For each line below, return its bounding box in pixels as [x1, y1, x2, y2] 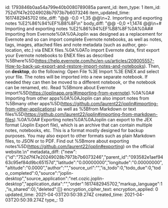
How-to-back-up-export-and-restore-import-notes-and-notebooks [5, 63, 144, 69]
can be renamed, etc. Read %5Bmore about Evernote [5, 85, 115, 90]
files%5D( [5, 111, 26, 117]
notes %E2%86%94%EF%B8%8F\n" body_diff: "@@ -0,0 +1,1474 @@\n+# [5, 20, 162, 26]
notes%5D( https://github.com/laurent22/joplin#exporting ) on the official [5, 144, 154, 149]
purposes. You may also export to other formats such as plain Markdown [5, 133, 155, 138]
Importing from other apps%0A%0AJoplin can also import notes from [5, 95, 149, 101]
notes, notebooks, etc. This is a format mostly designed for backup [5, 127, 144, 133]
